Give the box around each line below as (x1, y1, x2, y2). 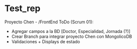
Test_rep (4, 3, 41, 14)
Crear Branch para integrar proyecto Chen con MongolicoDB (11, 33, 132, 39)
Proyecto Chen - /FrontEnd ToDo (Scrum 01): (4, 19, 94, 25)
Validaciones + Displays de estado (11, 38, 80, 44)
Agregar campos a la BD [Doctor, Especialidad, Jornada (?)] (11, 28, 131, 34)
